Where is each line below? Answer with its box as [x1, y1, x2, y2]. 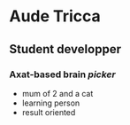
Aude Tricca [9, 6, 101, 27]
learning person [21, 98, 80, 108]
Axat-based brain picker [9, 68, 117, 81]
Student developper [9, 42, 122, 57]
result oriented [21, 106, 76, 117]
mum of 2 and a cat [21, 88, 94, 98]
